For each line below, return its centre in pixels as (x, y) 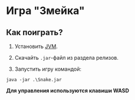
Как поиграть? (34, 32)
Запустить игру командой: (48, 69)
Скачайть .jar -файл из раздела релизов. (67, 58)
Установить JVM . (36, 46)
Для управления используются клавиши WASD (68, 91)
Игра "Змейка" (45, 11)
